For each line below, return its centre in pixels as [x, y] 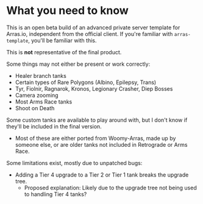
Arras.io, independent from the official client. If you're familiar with [90, 33]
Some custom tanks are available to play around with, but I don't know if [97, 120]
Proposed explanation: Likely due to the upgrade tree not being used [110, 188]
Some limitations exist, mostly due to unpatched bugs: [74, 163]
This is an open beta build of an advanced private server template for [93, 27]
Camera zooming [37, 95]
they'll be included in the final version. [54, 126]
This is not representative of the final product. [64, 52]
